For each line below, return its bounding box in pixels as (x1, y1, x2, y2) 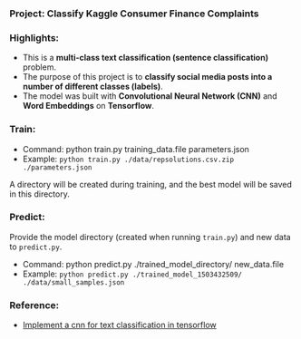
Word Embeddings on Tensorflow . (22, 101, 154, 111)
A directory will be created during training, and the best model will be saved (9, 179, 293, 189)
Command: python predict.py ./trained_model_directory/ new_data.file (22, 258, 284, 269)
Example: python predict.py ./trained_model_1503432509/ (22, 268, 243, 279)
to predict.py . (9, 241, 63, 252)
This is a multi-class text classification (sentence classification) (22, 53, 269, 63)
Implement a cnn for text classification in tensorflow (22, 320, 218, 331)
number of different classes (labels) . (22, 81, 163, 92)
